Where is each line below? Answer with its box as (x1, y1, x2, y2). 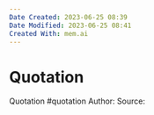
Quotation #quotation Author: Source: (9, 96, 145, 106)
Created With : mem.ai (9, 29, 89, 38)
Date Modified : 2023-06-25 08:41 (9, 21, 132, 30)
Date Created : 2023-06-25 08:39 (9, 12, 128, 22)
